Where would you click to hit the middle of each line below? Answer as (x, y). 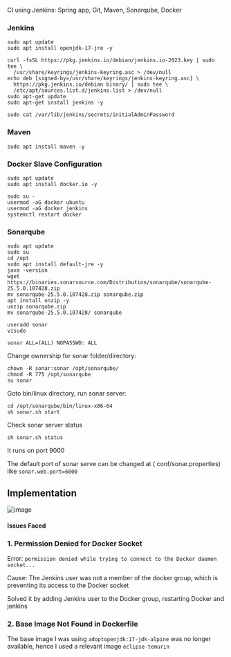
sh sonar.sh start (34, 412)
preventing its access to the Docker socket (68, 585)
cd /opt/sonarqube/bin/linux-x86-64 (60, 406)
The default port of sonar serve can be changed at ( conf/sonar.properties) (114, 464)
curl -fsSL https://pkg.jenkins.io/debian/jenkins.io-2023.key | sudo (111, 61)
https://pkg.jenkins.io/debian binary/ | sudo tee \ (91, 85)
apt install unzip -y (38, 301)
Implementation (42, 493)
